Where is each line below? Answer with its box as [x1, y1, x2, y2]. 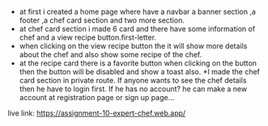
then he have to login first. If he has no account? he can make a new [19, 84, 248, 94]
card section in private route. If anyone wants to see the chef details [19, 76, 247, 85]
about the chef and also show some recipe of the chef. [19, 50, 202, 59]
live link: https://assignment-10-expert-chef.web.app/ [7, 108, 186, 118]
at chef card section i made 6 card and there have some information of [19, 24, 256, 33]
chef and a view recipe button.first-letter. [19, 32, 157, 42]
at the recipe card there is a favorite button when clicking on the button [19, 58, 257, 68]
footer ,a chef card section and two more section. [19, 15, 185, 25]
